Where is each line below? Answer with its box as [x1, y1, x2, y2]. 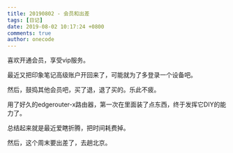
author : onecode [7, 36, 54, 43]
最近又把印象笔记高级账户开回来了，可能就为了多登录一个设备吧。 [7, 71, 197, 79]
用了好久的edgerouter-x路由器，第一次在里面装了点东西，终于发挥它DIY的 [7, 100, 220, 108]
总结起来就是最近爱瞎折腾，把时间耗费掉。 [7, 124, 130, 132]
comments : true [7, 29, 52, 37]
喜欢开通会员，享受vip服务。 [7, 56, 89, 65]
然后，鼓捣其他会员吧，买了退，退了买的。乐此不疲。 [7, 86, 160, 94]
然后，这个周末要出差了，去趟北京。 [7, 138, 112, 147]
